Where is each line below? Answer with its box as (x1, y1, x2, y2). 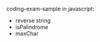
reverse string (15, 17, 51, 24)
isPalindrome (15, 24, 48, 30)
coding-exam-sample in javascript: (6, 5, 94, 12)
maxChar (15, 30, 39, 37)
